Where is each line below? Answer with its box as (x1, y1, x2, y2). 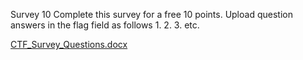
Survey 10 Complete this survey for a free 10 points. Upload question (10, 9, 293, 20)
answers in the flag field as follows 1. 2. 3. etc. (10, 19, 200, 31)
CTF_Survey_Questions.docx (10, 39, 128, 50)
